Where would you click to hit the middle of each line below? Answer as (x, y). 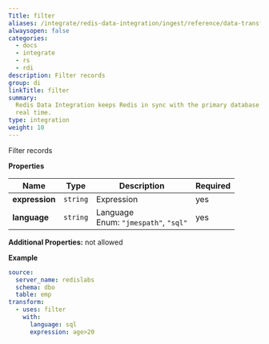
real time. (34, 113)
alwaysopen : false (39, 30)
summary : (23, 98)
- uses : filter (41, 310)
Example (23, 257)
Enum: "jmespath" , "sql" (142, 222)
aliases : (23, 23)
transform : (26, 302)
